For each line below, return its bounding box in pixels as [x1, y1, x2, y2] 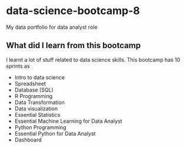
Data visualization [14, 105, 58, 112]
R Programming [14, 92, 53, 99]
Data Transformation [14, 99, 65, 106]
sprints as [6, 62, 31, 69]
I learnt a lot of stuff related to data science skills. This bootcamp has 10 [6, 56, 181, 63]
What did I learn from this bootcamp [6, 41, 141, 51]
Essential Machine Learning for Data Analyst [14, 117, 122, 125]
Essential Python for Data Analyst [14, 130, 96, 137]
